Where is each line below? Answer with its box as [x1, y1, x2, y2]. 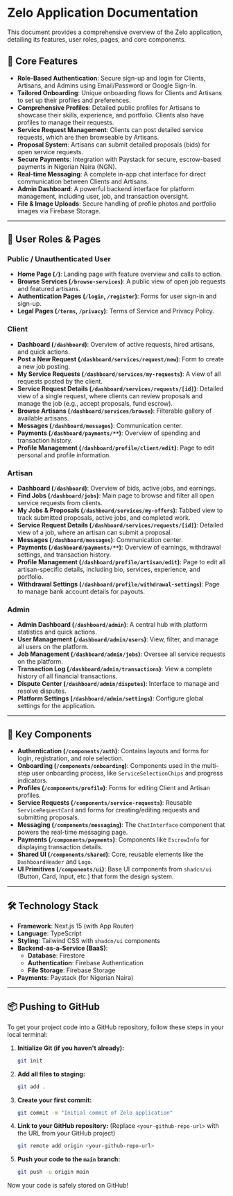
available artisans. [17, 413, 69, 422]
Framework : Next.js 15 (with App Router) [17, 921, 135, 930]
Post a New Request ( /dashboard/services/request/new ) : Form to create [17, 354, 224, 363]
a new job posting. [17, 362, 71, 370]
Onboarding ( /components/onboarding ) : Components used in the [17, 762, 201, 770]
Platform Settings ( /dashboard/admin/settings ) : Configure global [17, 694, 204, 703]
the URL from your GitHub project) [17, 1129, 116, 1138]
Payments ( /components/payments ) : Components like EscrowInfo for [17, 835, 209, 844]
